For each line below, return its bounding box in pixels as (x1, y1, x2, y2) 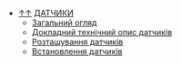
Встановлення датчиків (31, 46, 123, 57)
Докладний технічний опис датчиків (31, 27, 173, 37)
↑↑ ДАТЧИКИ (17, 8, 75, 18)
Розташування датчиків (31, 36, 124, 47)
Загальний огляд (31, 17, 97, 28)
